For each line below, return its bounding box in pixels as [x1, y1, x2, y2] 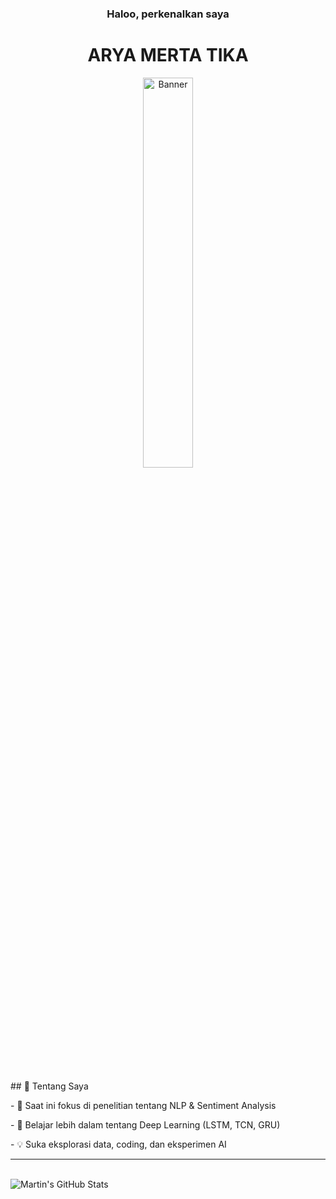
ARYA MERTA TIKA [87, 44, 249, 67]
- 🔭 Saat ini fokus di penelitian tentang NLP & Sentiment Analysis [10, 1099, 277, 1111]
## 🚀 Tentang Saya [10, 1080, 89, 1092]
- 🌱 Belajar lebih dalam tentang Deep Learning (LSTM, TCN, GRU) [10, 1118, 281, 1131]
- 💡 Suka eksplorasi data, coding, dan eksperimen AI [10, 1138, 227, 1150]
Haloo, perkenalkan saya [106, 7, 230, 21]
